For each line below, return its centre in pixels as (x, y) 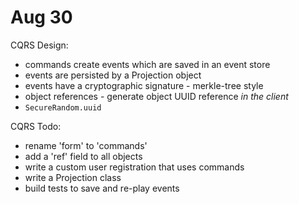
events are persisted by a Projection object (113, 75)
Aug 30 (41, 17)
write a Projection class (73, 177)
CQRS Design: (39, 45)
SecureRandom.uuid (63, 107)
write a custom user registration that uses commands (134, 167)
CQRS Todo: (36, 126)
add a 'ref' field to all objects (83, 156)
